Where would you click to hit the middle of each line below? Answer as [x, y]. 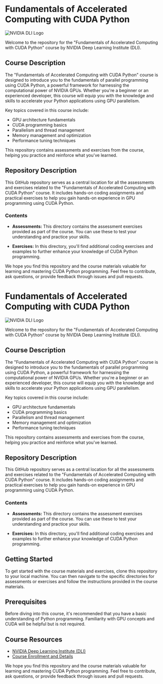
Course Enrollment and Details [43, 657]
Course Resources [34, 639]
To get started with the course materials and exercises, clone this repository [81, 571]
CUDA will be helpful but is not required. [45, 624]
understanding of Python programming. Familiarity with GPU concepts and [80, 619]
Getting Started [29, 559]
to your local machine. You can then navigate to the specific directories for [80, 576]
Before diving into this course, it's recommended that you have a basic [76, 614]
